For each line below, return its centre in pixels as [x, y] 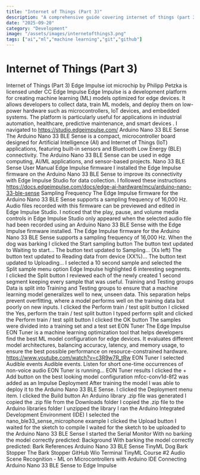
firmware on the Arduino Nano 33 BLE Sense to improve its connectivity [94, 174]
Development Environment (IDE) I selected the [63, 414]
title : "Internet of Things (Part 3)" [54, 12]
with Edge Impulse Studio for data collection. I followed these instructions [96, 180]
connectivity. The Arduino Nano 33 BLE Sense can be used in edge [89, 155]
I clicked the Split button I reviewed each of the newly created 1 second [93, 275]
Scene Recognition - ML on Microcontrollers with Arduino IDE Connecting [96, 459]
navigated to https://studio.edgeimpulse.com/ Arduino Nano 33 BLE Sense [98, 129]
